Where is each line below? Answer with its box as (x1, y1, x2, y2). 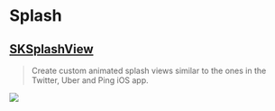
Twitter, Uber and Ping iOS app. (31, 75, 149, 86)
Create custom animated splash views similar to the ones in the (31, 65, 267, 76)
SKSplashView (9, 42, 94, 57)
